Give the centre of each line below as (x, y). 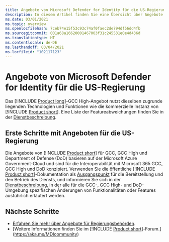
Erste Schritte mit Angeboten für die (63, 133)
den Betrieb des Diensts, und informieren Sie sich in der (63, 180)
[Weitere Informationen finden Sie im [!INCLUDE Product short (77, 229)
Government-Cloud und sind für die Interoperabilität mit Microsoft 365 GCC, (84, 164)
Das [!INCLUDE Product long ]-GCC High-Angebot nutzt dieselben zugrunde (84, 101)
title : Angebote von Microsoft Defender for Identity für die (72, 10)
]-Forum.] (151, 229)
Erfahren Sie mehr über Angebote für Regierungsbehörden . (74, 223)
